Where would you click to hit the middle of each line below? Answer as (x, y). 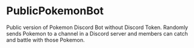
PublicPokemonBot (55, 11)
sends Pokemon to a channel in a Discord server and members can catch (97, 33)
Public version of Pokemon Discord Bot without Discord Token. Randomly (97, 27)
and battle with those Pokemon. (46, 40)
